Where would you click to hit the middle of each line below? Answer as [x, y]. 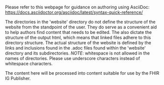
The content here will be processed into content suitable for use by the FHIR [82, 73]
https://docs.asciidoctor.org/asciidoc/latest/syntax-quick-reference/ [74, 12]
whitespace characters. [29, 64]
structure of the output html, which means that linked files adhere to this [78, 37]
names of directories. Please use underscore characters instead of [73, 58]
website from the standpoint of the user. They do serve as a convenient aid [81, 27]
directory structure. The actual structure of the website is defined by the [78, 43]
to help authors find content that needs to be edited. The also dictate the [79, 32]
